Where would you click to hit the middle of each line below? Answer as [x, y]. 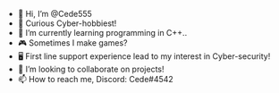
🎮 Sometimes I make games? [72, 43]
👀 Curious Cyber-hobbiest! [67, 23]
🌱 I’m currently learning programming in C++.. [102, 33]
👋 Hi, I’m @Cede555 [55, 14]
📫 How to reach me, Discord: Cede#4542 [96, 79]
